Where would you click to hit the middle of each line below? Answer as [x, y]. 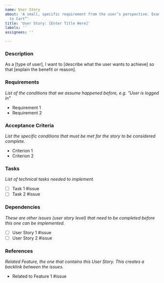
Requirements [22, 82]
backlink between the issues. [34, 267]
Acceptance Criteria [30, 125]
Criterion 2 [23, 156]
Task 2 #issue [26, 194]
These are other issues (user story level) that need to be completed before [80, 218]
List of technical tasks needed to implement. [50, 179]
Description [19, 53]
